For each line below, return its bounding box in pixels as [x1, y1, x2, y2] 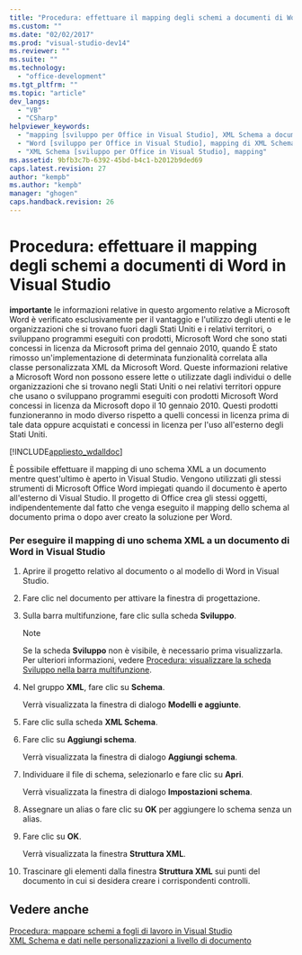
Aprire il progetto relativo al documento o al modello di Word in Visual [22, 566, 280, 577]
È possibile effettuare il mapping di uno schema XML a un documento [9, 463, 267, 474]
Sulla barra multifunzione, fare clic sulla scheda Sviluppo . [22, 610, 236, 622]
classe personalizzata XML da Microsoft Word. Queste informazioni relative [9, 361, 289, 372]
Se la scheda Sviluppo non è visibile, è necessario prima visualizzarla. [22, 645, 283, 656]
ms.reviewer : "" [9, 47, 70, 56]
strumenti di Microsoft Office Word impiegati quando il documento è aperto [9, 483, 288, 494]
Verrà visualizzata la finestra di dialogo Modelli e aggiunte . [22, 699, 242, 710]
